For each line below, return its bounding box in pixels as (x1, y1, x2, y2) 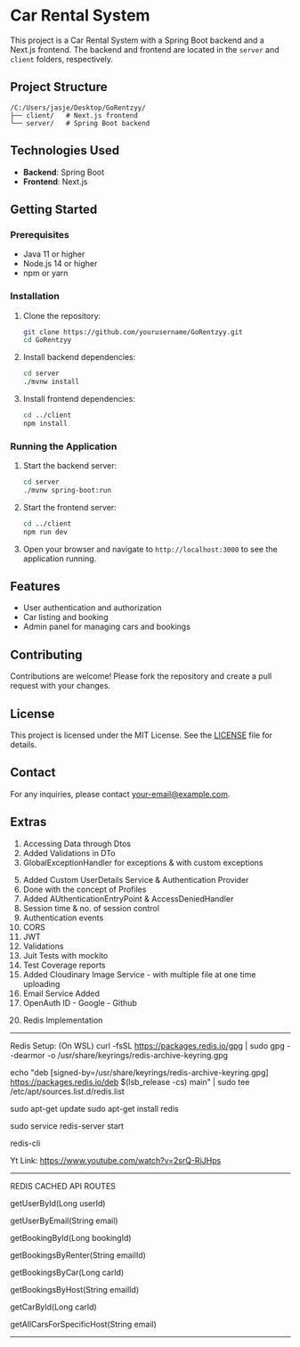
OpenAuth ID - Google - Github (22, 997, 137, 1008)
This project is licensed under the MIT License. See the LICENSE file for (10, 730, 273, 740)
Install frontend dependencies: (22, 394, 136, 404)
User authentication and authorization (22, 602, 163, 613)
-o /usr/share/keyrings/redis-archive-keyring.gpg (46, 1049, 229, 1060)
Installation (10, 290, 61, 303)
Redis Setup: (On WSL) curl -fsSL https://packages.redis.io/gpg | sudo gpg (10, 1040, 286, 1051)
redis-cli (10, 1138, 41, 1148)
